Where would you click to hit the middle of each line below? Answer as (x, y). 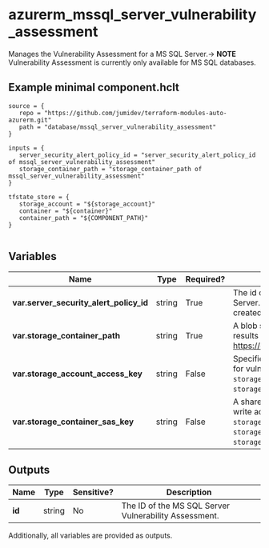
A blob (245, 326)
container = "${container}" (66, 211)
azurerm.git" (30, 120)
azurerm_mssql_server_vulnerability (132, 15)
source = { (26, 106)
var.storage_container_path (66, 335)
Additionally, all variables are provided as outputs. (90, 536)
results (246, 335)
